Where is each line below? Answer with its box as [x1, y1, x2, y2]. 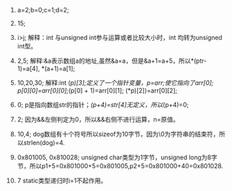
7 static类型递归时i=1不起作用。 [17, 177, 107, 185]
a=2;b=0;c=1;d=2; [17, 6, 69, 14]
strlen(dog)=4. [23, 139, 65, 147]
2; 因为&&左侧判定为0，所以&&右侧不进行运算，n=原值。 [17, 115, 179, 123]
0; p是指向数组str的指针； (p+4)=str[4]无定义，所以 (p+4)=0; [17, 101, 189, 109]
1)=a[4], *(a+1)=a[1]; [17, 65, 75, 72]
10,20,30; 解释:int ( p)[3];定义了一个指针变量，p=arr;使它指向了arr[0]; [17, 79, 214, 87]
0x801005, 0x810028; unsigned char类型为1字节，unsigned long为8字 [17, 153, 218, 161]
